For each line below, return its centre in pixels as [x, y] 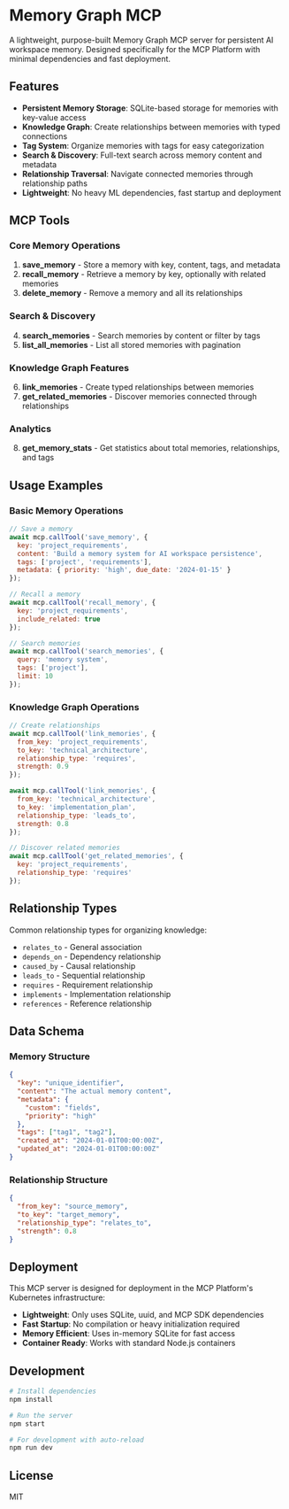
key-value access [54, 117]
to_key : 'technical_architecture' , [83, 750]
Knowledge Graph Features [69, 368]
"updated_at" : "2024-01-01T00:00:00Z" [89, 1149]
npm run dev [31, 1448]
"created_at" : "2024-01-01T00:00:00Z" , [91, 1141]
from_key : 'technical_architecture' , [87, 799]
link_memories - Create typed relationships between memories [138, 387]
